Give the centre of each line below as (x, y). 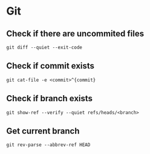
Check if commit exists (51, 66)
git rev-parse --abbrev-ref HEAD (48, 145)
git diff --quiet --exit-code (44, 47)
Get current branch (43, 131)
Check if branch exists (49, 99)
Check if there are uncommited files (75, 34)
